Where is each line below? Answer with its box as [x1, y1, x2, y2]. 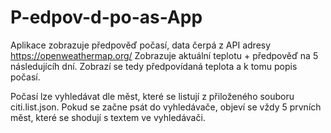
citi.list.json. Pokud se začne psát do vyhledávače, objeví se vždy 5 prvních [10, 101, 322, 113]
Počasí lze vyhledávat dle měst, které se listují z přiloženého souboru [10, 90, 295, 102]
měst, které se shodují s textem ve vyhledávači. [10, 111, 206, 123]
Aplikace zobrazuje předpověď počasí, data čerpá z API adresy [10, 39, 272, 51]
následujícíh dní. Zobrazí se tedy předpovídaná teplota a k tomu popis [10, 60, 298, 72]
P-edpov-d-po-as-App [10, 6, 203, 29]
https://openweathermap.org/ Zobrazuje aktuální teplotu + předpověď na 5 [10, 49, 319, 61]
